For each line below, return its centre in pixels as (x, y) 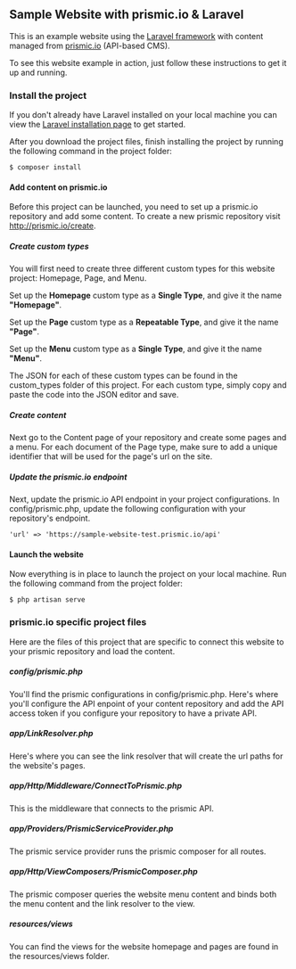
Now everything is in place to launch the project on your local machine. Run (148, 574)
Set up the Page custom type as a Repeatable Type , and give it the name (144, 322)
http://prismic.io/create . (53, 226)
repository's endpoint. (50, 518)
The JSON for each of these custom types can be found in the (123, 376)
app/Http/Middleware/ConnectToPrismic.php (96, 786)
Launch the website (47, 554)
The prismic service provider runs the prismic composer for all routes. (138, 851)
